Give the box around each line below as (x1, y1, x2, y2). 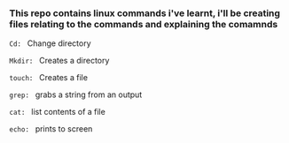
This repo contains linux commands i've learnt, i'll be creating (9, 7, 281, 19)
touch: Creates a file (9, 72, 89, 83)
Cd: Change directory (9, 38, 91, 49)
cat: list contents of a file (9, 107, 106, 117)
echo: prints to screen (9, 124, 93, 134)
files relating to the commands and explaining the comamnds (9, 18, 278, 30)
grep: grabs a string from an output (9, 89, 143, 100)
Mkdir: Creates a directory (9, 56, 110, 66)
